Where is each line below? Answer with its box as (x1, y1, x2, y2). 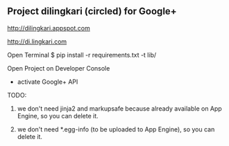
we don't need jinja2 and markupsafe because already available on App (17, 104, 222, 113)
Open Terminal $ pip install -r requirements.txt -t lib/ (7, 51, 157, 59)
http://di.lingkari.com (7, 37, 67, 46)
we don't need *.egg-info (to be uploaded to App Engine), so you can (17, 125, 215, 134)
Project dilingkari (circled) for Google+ (7, 6, 177, 17)
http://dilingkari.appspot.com (7, 24, 90, 32)
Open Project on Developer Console (7, 64, 110, 72)
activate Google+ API (17, 77, 78, 86)
